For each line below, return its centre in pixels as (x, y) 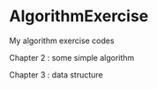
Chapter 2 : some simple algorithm (72, 57)
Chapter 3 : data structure (56, 74)
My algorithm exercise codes (62, 41)
